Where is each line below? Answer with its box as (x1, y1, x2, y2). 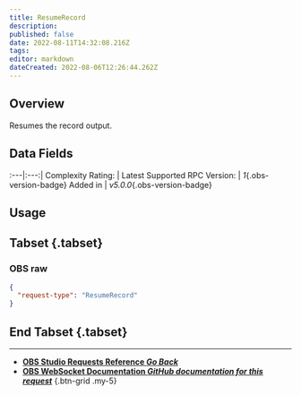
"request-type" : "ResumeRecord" (17, 291, 139, 300)
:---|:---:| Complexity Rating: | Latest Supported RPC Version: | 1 (9, 169, 246, 180)
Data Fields (9, 146, 73, 161)
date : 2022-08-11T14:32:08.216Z (9, 38, 130, 47)
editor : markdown (9, 55, 74, 64)
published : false (9, 30, 74, 39)
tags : (9, 47, 30, 56)
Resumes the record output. (9, 120, 113, 131)
